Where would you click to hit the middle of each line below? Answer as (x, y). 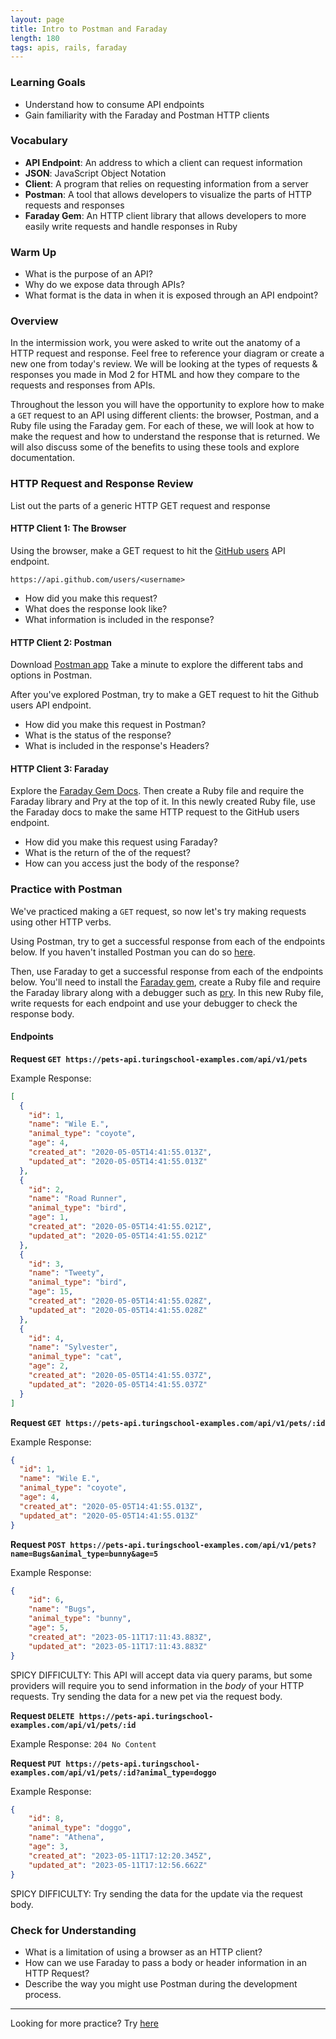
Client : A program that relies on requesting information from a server (166, 183)
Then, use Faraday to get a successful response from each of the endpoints (167, 971)
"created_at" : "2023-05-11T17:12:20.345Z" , (120, 1856)
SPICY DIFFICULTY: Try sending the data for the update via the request (156, 1893)
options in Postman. (51, 675)
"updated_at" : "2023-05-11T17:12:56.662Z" (118, 1865)
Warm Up (33, 252)
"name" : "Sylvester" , (73, 1347)
